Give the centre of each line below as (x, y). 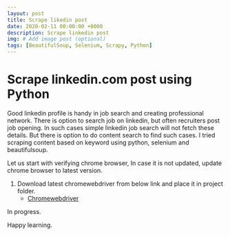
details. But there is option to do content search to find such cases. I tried (111, 135)
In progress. (24, 211)
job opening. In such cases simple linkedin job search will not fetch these (111, 127)
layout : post (26, 13)
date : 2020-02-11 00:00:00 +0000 (55, 26)
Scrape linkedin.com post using (100, 79)
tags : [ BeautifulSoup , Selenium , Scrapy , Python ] (80, 45)
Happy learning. (30, 225)
